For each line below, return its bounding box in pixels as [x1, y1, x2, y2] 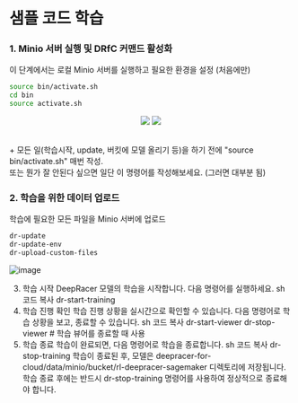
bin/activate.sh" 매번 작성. [9, 156, 104, 167]
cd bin [9, 91, 34, 100]
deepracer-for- [155, 351, 212, 362]
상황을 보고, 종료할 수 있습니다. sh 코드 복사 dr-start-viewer [31, 317, 242, 328]
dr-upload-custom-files [9, 249, 99, 258]
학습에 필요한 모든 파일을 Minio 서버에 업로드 [9, 214, 166, 224]
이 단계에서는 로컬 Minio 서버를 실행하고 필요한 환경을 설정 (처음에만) [9, 65, 251, 75]
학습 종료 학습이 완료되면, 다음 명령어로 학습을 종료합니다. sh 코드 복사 [22, 339, 268, 350]
